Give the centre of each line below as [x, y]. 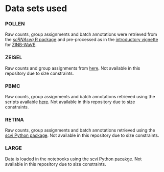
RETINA [14, 119]
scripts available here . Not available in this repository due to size [70, 102]
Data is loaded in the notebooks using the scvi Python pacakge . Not [73, 159]
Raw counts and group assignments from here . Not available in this [73, 68]
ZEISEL [14, 58]
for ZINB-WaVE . [21, 45]
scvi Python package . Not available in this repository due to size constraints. [82, 135]
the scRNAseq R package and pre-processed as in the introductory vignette [82, 40]
